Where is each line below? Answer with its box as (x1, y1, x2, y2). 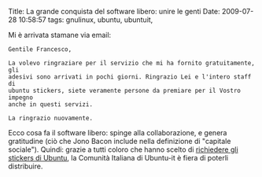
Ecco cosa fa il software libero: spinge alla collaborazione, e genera (8, 128, 227, 137)
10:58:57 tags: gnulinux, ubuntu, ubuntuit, (18, 15, 153, 24)
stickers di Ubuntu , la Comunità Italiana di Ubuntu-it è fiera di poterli (8, 153, 229, 162)
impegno (8, 94, 34, 101)
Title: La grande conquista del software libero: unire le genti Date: (8, 7, 220, 16)
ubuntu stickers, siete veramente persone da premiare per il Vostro (8, 87, 242, 94)
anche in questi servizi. (8, 101, 93, 109)
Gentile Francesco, (8, 46, 72, 53)
